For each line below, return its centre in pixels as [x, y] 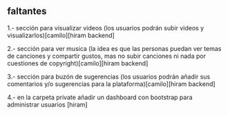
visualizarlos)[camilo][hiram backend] [61, 35]
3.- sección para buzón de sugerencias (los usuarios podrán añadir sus [109, 76]
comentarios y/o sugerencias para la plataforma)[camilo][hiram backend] [111, 84]
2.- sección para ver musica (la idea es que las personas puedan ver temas [114, 48]
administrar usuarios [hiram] [47, 104]
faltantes [27, 11]
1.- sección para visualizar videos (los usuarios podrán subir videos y [106, 28]
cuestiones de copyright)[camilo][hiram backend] [78, 63]
